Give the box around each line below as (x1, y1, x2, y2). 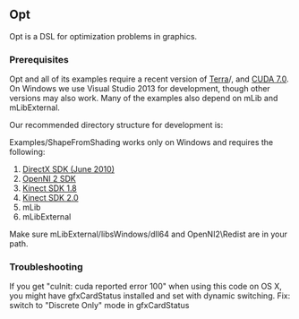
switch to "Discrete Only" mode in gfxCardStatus (9, 300, 190, 311)
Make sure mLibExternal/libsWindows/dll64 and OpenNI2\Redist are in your (9, 228, 288, 240)
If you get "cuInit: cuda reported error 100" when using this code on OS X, (9, 281, 282, 292)
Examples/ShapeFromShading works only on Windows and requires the (9, 137, 274, 148)
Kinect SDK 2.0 (21, 193, 79, 203)
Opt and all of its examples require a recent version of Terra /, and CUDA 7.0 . (9, 73, 289, 84)
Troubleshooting (9, 261, 83, 273)
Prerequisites (9, 53, 69, 65)
